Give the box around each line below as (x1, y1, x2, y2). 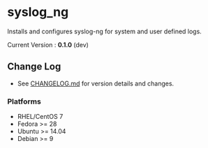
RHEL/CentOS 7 (17, 113, 64, 121)
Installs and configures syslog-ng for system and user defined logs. (7, 27, 202, 35)
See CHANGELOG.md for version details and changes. (17, 79, 174, 88)
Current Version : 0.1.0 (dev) (7, 40, 89, 49)
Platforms (7, 97, 42, 106)
